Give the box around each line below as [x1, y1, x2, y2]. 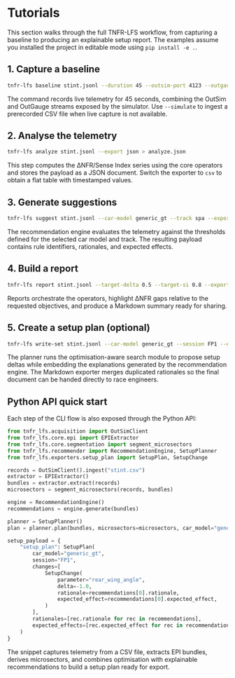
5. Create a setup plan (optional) [7, 322, 150, 334]
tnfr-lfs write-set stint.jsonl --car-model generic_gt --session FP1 [7, 340, 218, 348]
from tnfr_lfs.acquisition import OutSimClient [7, 428, 149, 435]
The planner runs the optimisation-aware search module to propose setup [7, 353, 220, 362]
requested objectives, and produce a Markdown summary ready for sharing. [7, 301, 227, 310]
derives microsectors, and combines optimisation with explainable [7, 655, 198, 663]
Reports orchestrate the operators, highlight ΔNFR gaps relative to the [7, 294, 208, 302]
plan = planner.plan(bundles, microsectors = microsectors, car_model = [7, 524, 215, 531]
